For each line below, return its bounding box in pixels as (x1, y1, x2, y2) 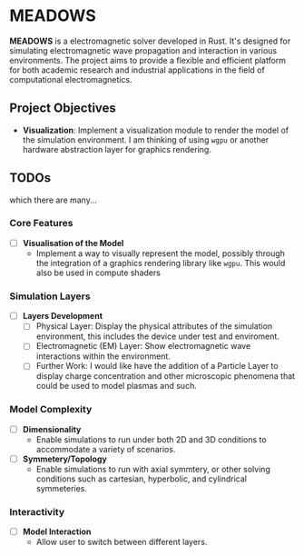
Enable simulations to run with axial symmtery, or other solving (35, 463, 270, 474)
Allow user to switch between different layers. (35, 537, 208, 548)
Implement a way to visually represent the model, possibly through (35, 247, 286, 259)
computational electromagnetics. (9, 74, 133, 84)
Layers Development (22, 311, 103, 322)
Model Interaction (22, 526, 92, 537)
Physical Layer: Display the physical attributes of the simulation (35, 321, 273, 332)
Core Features (9, 217, 74, 230)
